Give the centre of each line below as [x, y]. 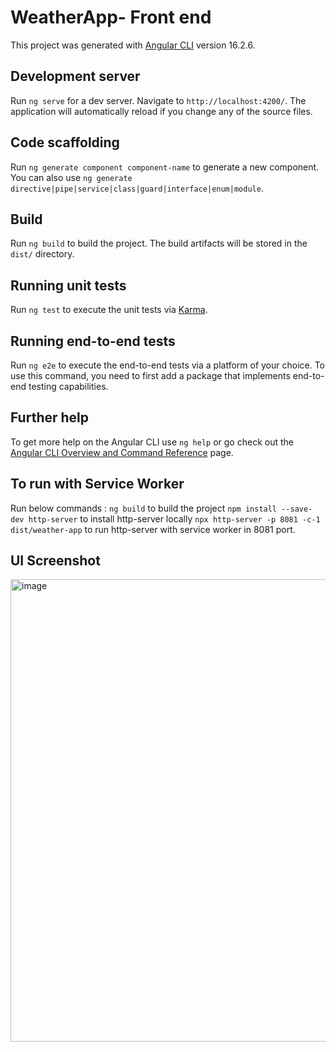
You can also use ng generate [71, 177]
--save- [297, 509]
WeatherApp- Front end [111, 17]
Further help [50, 417]
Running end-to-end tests [93, 341]
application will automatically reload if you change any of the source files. [161, 111]
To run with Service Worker [97, 484]
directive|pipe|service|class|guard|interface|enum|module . [137, 188]
